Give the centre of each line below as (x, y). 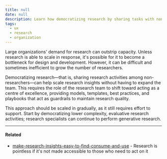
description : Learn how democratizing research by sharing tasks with (80, 19)
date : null (16, 14)
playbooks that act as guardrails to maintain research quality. (68, 98)
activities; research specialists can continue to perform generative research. (83, 119)
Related (13, 135)
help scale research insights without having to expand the (102, 82)
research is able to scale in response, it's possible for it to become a (75, 57)
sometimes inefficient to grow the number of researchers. (64, 67)
